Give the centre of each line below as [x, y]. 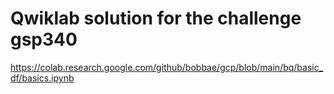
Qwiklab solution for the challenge [156, 18]
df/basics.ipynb [42, 78]
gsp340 [44, 39]
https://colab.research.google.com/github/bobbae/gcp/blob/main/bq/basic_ [167, 67]
